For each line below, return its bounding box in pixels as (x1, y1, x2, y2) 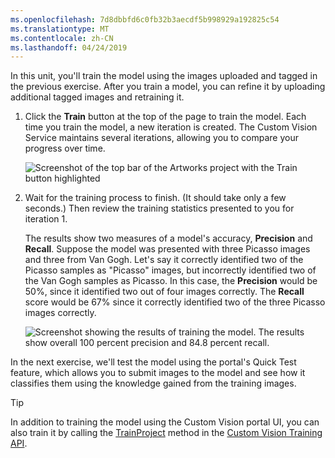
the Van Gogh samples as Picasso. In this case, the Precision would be (24, 275, 318, 287)
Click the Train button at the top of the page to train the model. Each (24, 111, 307, 123)
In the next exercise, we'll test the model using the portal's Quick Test (10, 356, 297, 368)
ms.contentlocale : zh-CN (10, 33, 114, 43)
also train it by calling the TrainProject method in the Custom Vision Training (10, 427, 323, 439)
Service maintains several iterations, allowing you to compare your (24, 132, 300, 144)
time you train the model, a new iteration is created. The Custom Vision (24, 121, 318, 133)
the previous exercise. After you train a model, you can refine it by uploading (10, 81, 326, 93)
